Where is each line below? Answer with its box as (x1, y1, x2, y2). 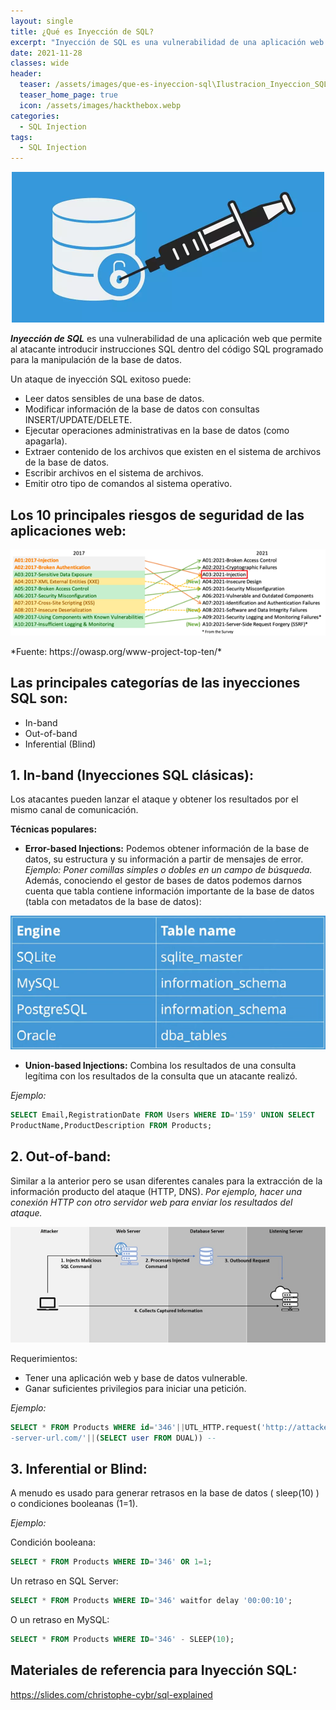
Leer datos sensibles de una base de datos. (24, 393, 205, 405)
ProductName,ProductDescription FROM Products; (10, 1121, 213, 1131)
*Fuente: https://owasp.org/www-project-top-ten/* (10, 645, 223, 657)
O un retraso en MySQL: (10, 1613, 110, 1625)
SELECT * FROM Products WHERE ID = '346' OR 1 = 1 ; (10, 1557, 213, 1567)
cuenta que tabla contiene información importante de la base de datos (24, 885, 315, 897)
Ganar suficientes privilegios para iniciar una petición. (24, 1382, 247, 1394)
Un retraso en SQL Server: (10, 1575, 119, 1587)
